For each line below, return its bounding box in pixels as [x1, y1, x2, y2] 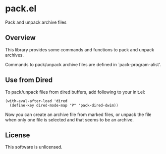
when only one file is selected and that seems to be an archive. [5, 116, 134, 122]
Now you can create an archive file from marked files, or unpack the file [5, 112, 152, 117]
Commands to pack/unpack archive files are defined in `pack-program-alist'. [5, 61, 162, 67]
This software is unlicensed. [5, 144, 63, 150]
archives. [5, 52, 24, 58]
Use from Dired [5, 76, 53, 84]
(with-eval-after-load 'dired [5, 98, 68, 104]
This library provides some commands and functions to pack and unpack [5, 46, 155, 52]
